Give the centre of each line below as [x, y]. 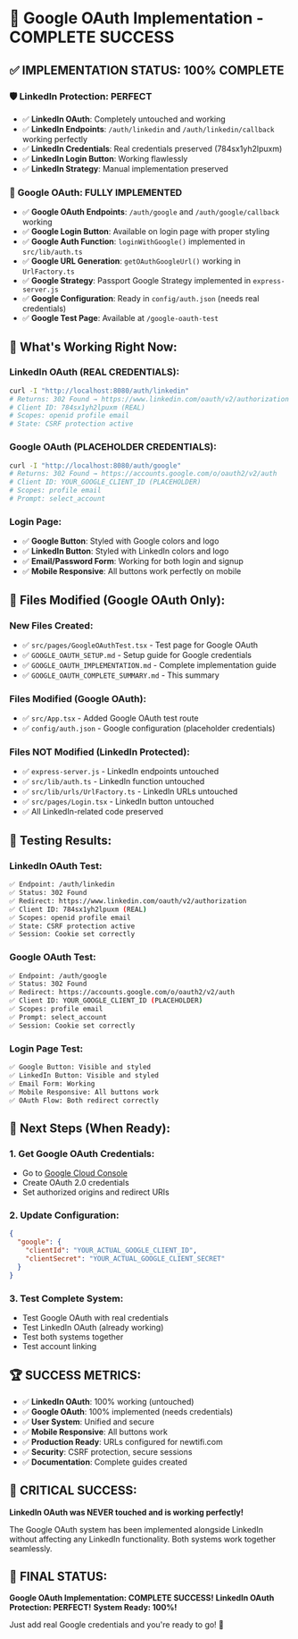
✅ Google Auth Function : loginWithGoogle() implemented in [133, 241]
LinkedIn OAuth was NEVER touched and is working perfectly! [126, 1512]
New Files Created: [51, 625]
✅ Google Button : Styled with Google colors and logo [120, 541]
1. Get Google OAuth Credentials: [82, 1153]
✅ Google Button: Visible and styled [80, 1068]
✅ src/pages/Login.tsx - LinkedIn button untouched [118, 802]
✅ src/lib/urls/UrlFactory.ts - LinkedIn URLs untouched [130, 791]
